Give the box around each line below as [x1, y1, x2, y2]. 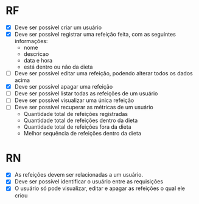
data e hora [23, 57, 53, 64]
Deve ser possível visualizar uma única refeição [14, 97, 134, 104]
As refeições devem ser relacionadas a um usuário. [14, 171, 144, 178]
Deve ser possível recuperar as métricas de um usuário [14, 104, 153, 111]
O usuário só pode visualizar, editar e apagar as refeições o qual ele [14, 185, 185, 192]
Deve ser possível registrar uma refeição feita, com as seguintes [14, 31, 176, 38]
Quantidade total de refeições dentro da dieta [23, 117, 138, 124]
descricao [23, 50, 49, 58]
